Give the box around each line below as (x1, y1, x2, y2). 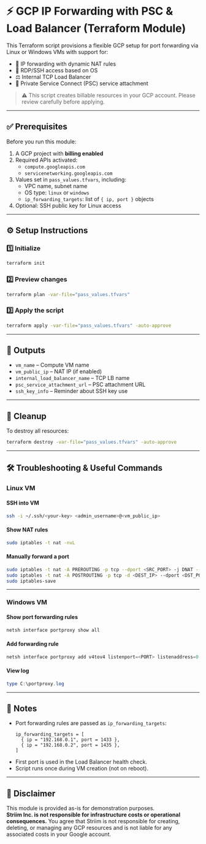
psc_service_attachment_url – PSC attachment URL (15, 381, 146, 389)
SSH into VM (6, 500, 40, 507)
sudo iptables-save (6, 578, 56, 584)
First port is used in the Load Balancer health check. (15, 758, 147, 766)
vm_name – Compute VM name (15, 362, 90, 369)
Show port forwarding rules (6, 613, 78, 620)
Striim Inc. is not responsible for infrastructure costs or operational (6, 811, 181, 818)
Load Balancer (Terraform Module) (6, 21, 186, 36)
